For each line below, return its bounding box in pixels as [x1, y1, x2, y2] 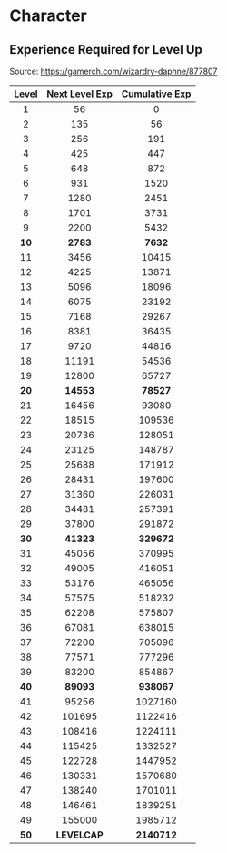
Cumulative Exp [121, 87, 192, 100]
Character [9, 5, 88, 26]
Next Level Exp [46, 87, 113, 100]
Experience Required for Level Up [9, 42, 202, 57]
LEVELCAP [55, 828, 104, 841]
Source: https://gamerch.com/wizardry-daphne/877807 [9, 66, 218, 77]
